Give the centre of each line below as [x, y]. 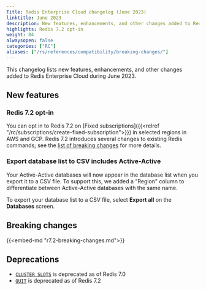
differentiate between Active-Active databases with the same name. [92, 188]
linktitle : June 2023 [34, 18]
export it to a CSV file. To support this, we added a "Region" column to [95, 181]
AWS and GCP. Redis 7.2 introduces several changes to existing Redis [94, 139]
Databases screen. [31, 206]
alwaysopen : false [30, 40]
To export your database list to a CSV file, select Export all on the [89, 199]
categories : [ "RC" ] [31, 47]
